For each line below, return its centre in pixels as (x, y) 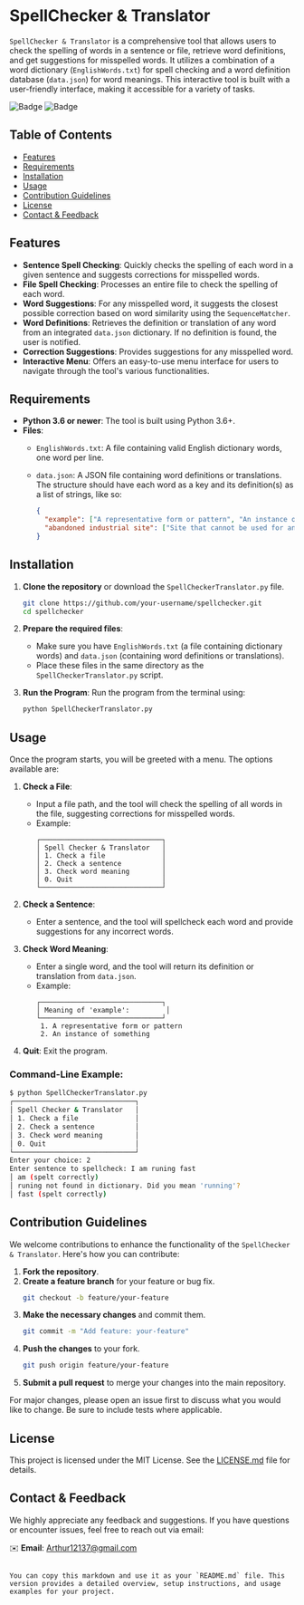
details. (23, 1470)
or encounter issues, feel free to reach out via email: (107, 1529)
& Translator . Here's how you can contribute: (95, 1254)
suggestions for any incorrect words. (104, 932)
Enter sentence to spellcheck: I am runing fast (103, 1169)
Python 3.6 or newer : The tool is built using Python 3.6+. (129, 421)
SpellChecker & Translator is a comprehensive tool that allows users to (143, 41)
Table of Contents (61, 135)
